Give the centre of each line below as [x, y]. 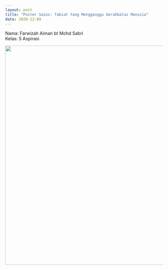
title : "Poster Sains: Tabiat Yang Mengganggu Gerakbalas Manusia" [77, 15]
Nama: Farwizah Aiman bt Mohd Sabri [44, 34]
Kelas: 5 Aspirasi [22, 39]
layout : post [19, 10]
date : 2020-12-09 [23, 19]
